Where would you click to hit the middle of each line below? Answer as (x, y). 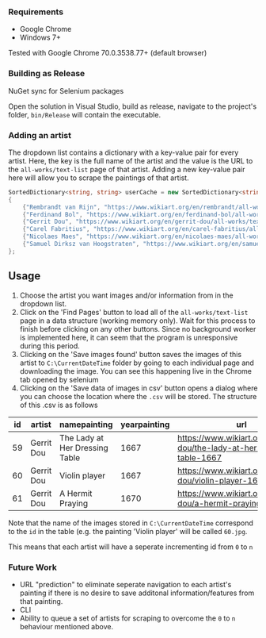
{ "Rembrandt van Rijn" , (62, 207)
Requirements (36, 12)
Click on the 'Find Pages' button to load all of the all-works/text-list (134, 312)
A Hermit (76, 493)
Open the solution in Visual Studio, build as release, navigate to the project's (133, 106)
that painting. (41, 601)
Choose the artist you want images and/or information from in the (126, 295)
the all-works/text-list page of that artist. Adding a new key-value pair (127, 169)
